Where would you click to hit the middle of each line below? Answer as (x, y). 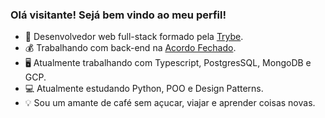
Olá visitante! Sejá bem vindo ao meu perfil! (118, 15)
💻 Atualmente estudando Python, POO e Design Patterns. (144, 89)
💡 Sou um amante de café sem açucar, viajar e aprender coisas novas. (170, 103)
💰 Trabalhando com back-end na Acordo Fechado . (130, 48)
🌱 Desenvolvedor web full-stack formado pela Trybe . (134, 37)
